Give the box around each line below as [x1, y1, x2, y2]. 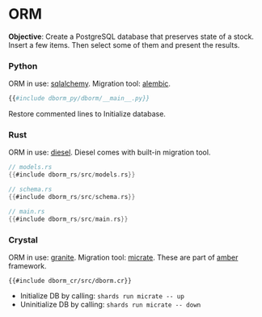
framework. [8, 260, 47, 271]
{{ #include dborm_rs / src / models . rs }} [8, 171, 136, 179]
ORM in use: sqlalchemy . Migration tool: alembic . [8, 78, 171, 89]
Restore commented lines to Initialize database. [8, 109, 166, 119]
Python [8, 60, 38, 71]
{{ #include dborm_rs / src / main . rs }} [8, 215, 129, 223]
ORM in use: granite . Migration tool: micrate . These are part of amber [8, 252, 239, 262]
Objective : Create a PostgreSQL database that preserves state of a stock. [8, 32, 255, 41]
